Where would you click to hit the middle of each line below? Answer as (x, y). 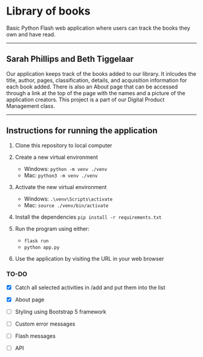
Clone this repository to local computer (64, 145)
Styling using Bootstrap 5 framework (61, 312)
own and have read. (31, 34)
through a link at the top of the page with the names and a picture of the (96, 93)
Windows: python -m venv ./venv (66, 168)
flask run (37, 241)
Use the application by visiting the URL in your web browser (89, 258)
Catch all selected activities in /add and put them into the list (90, 287)
